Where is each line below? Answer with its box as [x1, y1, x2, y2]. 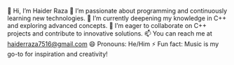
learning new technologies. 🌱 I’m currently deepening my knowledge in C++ [7, 14, 227, 22]
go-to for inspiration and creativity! [7, 50, 109, 58]
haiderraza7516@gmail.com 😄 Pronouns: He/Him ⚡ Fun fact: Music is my [7, 40, 219, 48]
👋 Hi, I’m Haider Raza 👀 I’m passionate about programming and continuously [7, 7, 228, 15]
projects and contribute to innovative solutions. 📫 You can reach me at [7, 29, 212, 38]
